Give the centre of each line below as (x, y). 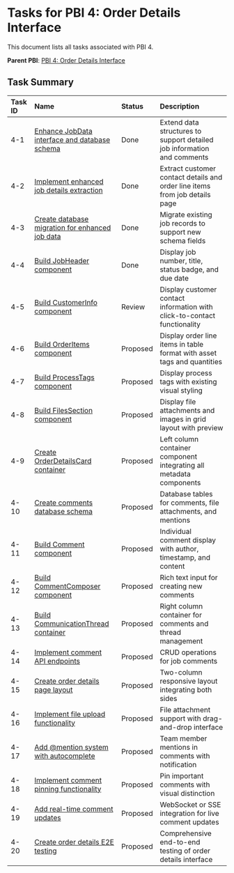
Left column (179, 439)
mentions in (179, 747)
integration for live (189, 813)
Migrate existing (186, 214)
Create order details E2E (75, 842)
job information (185, 148)
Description (180, 106)
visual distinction (187, 793)
